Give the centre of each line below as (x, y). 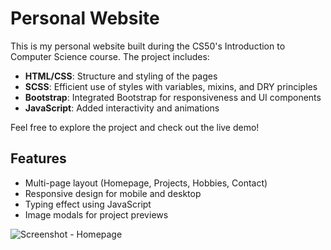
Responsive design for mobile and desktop (113, 193)
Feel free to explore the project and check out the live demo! (135, 127)
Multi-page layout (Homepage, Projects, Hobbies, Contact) (146, 183)
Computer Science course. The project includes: (110, 56)
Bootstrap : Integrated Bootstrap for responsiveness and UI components (173, 97)
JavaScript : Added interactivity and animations (122, 108)
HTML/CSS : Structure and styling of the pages (121, 76)
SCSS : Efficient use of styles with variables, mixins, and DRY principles (171, 86)
